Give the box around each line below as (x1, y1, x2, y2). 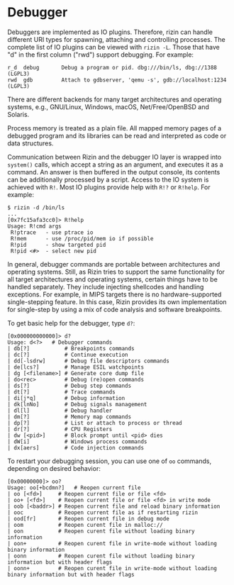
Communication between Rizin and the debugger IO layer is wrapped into (7, 152, 222, 161)
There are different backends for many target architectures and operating (7, 95, 222, 104)
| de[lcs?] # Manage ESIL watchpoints (7, 363, 144, 371)
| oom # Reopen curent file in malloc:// (7, 521, 163, 528)
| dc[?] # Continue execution (7, 351, 129, 358)
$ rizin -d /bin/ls (7, 204, 65, 211)
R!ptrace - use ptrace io (10, 228, 94, 236)
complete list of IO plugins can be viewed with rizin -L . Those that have (7, 43, 220, 51)
